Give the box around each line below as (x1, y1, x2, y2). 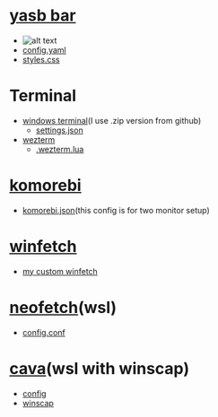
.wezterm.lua (35, 143, 84, 154)
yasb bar (9, 5, 76, 26)
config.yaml (22, 44, 66, 55)
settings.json (35, 125, 83, 135)
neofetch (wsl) (9, 297, 118, 317)
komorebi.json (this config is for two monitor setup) (22, 204, 211, 215)
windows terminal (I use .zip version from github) (22, 115, 202, 126)
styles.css (22, 54, 60, 65)
